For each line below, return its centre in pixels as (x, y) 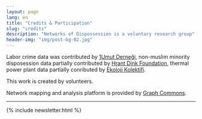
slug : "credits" (26, 29)
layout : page (23, 12)
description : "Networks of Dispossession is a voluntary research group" (101, 34)
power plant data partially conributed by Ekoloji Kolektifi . (76, 69)
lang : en (17, 17)
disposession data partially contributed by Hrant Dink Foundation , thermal (98, 63)
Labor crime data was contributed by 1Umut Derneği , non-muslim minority (98, 57)
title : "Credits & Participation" (50, 23)
